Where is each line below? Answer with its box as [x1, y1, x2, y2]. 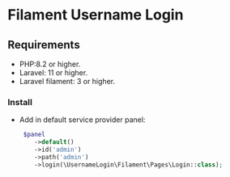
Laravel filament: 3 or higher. [19, 77, 115, 86]
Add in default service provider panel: [19, 115, 146, 124]
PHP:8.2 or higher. [19, 59, 81, 69]
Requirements [7, 38, 80, 52]
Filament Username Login [7, 6, 184, 24]
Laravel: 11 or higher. [19, 68, 88, 78]
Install [7, 96, 33, 107]
